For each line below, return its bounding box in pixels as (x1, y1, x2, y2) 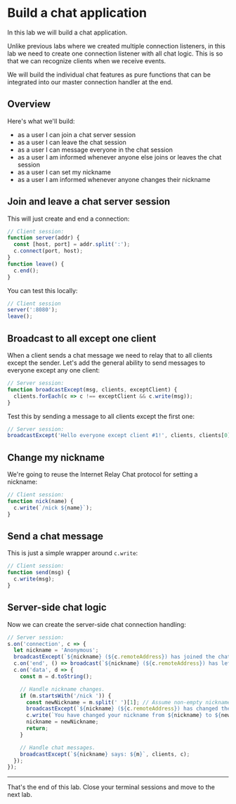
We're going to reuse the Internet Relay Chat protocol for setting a (7, 470, 198, 479)
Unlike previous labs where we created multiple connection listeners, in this (7, 41, 226, 50)
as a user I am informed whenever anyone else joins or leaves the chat (17, 153, 222, 161)
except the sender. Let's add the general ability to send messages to (7, 358, 206, 367)
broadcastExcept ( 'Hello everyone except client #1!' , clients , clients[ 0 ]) (7, 432, 234, 439)
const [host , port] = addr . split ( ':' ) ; (13, 241, 131, 248)
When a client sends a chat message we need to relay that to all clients (7, 351, 213, 359)
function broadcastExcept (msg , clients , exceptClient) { (7, 386, 178, 393)
